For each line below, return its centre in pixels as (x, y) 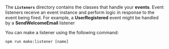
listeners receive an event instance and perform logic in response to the (80, 12)
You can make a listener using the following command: (62, 32)
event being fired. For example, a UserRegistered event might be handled (82, 18)
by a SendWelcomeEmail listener (40, 23)
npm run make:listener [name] (37, 42)
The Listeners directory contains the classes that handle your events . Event (84, 7)
